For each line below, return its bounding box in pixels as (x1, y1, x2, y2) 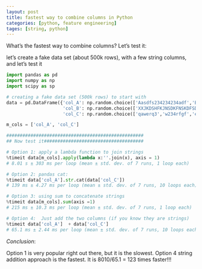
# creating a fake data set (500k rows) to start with (6, 94, 147, 100)
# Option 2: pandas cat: (6, 171, 69, 177)
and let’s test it (6, 60, 43, 68)
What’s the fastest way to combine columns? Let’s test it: (6, 42, 147, 49)
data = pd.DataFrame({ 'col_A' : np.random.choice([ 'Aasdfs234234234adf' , (6, 100, 192, 106)
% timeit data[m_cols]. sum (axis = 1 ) (6, 199, 96, 205)
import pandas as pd (6, 72, 58, 78)
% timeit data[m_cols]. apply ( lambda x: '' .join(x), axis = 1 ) (6, 154, 161, 160)
